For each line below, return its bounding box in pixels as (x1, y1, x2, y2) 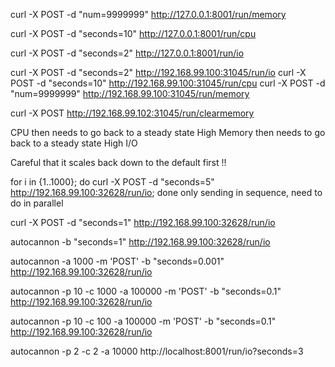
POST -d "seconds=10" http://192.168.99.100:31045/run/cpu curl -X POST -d (10, 77, 326, 89)
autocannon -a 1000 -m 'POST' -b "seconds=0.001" (10, 255, 225, 267)
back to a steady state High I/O (10, 137, 138, 149)
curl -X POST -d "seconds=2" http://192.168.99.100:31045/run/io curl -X (10, 67, 307, 78)
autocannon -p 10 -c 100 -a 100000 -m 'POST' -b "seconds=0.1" (10, 315, 277, 327)
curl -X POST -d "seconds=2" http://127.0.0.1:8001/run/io (10, 47, 245, 59)
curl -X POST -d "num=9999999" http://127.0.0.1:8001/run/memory (10, 9, 287, 20)
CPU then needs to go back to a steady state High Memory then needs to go (10, 127, 326, 138)
